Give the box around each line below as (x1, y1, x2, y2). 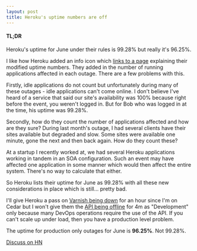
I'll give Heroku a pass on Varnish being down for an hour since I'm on (6, 196, 178, 204)
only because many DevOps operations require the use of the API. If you (6, 209, 183, 217)
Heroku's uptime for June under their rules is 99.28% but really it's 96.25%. (6, 46, 192, 53)
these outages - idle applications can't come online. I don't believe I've (6, 87, 179, 95)
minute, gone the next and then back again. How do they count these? (6, 137, 178, 144)
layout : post (6, 8, 39, 15)
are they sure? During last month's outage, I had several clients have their (6, 124, 186, 131)
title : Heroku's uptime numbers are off (6, 14, 108, 20)
